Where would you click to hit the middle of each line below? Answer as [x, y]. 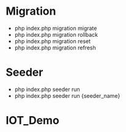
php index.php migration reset [53, 41]
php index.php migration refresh [55, 48]
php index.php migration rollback [56, 34]
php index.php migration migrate [56, 28]
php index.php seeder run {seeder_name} [67, 95]
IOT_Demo [32, 121]
